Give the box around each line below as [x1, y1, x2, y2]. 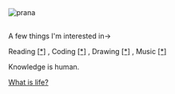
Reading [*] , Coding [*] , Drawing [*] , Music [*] [8, 46, 167, 56]
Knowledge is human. [8, 61, 80, 72]
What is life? [8, 77, 50, 87]
